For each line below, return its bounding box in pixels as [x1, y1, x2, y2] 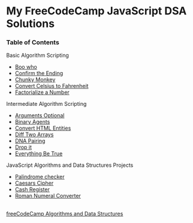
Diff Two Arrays [14, 131, 54, 138]
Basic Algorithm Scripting [6, 52, 69, 59]
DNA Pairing [14, 138, 46, 145]
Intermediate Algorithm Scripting [6, 100, 87, 108]
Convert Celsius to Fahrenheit [14, 83, 89, 90]
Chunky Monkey [14, 76, 56, 83]
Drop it [14, 143, 32, 151]
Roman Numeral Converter [14, 193, 81, 200]
